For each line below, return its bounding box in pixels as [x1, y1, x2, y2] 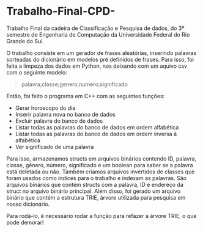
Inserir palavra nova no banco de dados [15, 111, 116, 118]
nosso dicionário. [6, 200, 50, 208]
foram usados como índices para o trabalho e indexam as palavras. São [6, 174, 186, 181]
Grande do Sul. [6, 37, 45, 45]
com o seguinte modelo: [6, 68, 67, 76]
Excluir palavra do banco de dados [15, 117, 103, 125]
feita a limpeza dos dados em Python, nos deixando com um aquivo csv [6, 62, 188, 70]
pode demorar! [6, 219, 44, 226]
